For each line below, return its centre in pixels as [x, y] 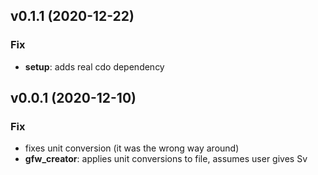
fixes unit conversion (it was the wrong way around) [132, 148]
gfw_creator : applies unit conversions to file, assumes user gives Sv [166, 159]
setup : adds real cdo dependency [94, 66]
